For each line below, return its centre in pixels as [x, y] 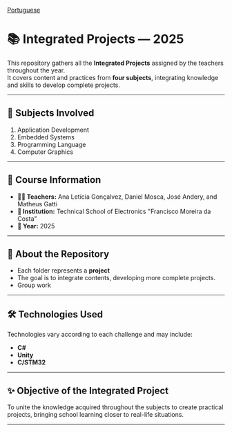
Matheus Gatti [37, 204]
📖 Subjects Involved [51, 113]
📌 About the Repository [58, 254]
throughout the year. [36, 70]
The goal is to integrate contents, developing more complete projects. [116, 278]
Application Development [53, 130]
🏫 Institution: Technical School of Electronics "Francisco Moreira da [114, 211]
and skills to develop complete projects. [64, 85]
